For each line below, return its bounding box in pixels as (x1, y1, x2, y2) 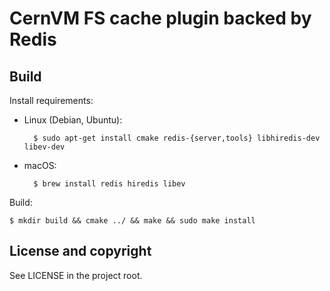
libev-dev (23, 142, 66, 152)
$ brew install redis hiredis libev (33, 179, 186, 189)
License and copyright (9, 243, 152, 260)
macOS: (23, 160, 57, 171)
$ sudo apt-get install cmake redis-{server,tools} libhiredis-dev (33, 133, 321, 143)
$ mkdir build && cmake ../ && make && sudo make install (9, 216, 256, 226)
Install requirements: (9, 95, 94, 106)
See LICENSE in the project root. (9, 269, 143, 281)
